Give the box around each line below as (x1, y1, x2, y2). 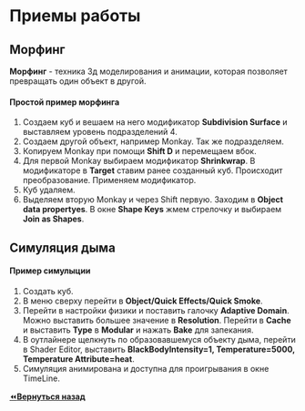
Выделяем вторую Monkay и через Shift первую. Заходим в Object (22, 194, 284, 205)
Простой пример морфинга (9, 97, 120, 108)
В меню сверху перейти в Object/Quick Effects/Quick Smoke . (22, 295, 263, 306)
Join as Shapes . (22, 213, 85, 224)
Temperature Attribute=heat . (22, 353, 135, 365)
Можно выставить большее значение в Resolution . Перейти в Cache (22, 314, 291, 325)
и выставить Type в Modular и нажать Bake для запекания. (22, 324, 254, 335)
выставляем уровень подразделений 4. (22, 127, 178, 138)
